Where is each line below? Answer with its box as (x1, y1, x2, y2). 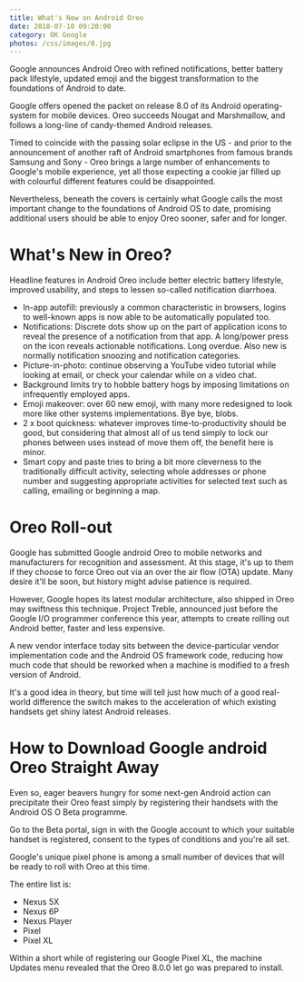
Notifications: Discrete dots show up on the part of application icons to (22, 322, 288, 332)
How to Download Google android (9, 738, 268, 759)
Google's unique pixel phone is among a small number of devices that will (9, 851, 285, 863)
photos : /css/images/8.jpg (9, 38, 112, 48)
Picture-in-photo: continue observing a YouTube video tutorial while (22, 360, 277, 371)
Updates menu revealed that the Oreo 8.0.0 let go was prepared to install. (9, 962, 284, 973)
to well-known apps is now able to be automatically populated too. (22, 312, 271, 322)
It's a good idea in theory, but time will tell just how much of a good (9, 687, 260, 698)
